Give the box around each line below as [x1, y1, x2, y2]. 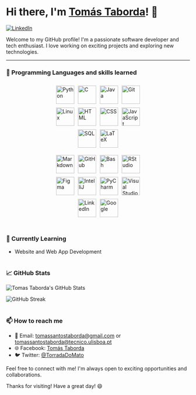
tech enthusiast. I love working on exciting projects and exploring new [6, 42, 174, 49]
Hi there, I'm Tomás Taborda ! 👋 [6, 5, 159, 19]
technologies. [6, 48, 39, 55]
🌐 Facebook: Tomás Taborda [14, 344, 85, 351]
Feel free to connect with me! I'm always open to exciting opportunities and [6, 365, 187, 372]
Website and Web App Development [14, 248, 102, 255]
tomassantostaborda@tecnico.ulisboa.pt [14, 338, 112, 345]
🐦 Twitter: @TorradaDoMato [14, 351, 85, 358]
